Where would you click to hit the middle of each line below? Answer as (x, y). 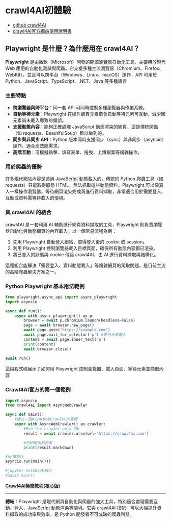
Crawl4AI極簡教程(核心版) (33, 486)
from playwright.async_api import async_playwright (61, 297)
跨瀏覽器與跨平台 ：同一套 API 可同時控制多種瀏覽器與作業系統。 (80, 108)
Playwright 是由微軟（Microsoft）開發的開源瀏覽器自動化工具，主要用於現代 (85, 62)
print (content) (40, 344)
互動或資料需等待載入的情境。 (36, 198)
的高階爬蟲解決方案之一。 (32, 271)
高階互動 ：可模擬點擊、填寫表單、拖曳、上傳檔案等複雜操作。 (77, 152)
